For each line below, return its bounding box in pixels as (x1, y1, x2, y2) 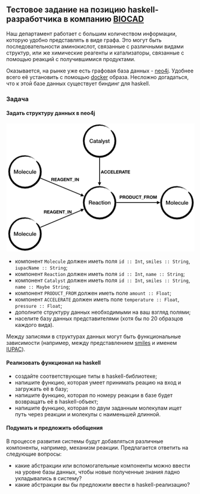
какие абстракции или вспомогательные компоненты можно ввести (14, 462, 190, 469)
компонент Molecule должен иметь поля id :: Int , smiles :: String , (14, 257, 190, 265)
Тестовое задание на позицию (6, 5, 127, 15)
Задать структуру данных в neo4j (6, 110, 96, 117)
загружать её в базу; (14, 385, 69, 392)
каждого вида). (14, 321, 54, 328)
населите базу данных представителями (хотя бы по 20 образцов (14, 314, 183, 322)
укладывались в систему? (14, 474, 82, 481)
